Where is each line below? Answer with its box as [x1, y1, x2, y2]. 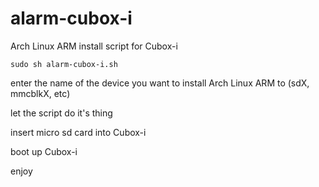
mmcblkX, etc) [10, 87, 71, 99]
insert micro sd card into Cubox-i [10, 126, 147, 138]
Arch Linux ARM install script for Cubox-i [10, 40, 178, 52]
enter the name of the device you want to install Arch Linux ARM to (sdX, [10, 77, 310, 89]
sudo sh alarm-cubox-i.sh [10, 59, 118, 69]
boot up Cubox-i [10, 145, 78, 157]
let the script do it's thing [10, 107, 113, 119]
